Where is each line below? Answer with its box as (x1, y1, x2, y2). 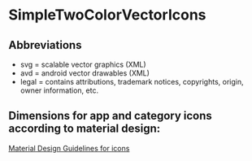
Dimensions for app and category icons (8, 109, 213, 123)
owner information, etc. (20, 85, 99, 95)
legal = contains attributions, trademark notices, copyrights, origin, (20, 77, 244, 86)
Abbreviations (8, 38, 82, 52)
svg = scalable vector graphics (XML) (20, 59, 146, 69)
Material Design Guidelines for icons (8, 143, 130, 153)
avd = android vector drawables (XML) (20, 68, 150, 78)
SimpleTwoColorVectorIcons (8, 6, 206, 24)
